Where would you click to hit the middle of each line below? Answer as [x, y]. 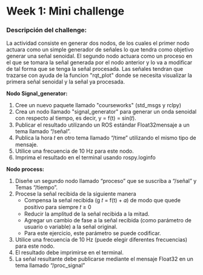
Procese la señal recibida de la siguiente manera [75, 194]
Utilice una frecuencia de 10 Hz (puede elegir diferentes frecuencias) [101, 240]
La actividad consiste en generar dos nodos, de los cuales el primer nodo [98, 43]
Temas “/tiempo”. [36, 187]
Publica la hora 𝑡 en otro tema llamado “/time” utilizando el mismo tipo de [106, 138]
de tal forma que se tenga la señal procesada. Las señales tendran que [95, 69]
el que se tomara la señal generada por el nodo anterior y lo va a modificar [99, 62]
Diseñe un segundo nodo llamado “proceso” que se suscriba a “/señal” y [106, 181]
